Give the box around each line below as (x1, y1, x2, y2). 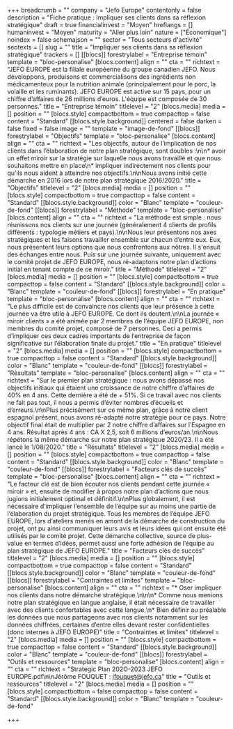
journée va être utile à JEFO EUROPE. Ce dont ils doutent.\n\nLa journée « (7, 309, 220, 318)
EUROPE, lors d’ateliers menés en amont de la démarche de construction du (7, 517, 225, 525)
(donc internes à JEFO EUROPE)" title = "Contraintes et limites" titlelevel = (7, 628, 220, 636)
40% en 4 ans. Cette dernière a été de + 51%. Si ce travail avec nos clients (7, 391, 221, 399)
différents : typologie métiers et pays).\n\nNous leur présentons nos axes (7, 228, 217, 236)
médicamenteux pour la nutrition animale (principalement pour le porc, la (7, 80, 216, 88)
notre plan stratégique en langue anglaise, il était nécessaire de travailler (7, 599, 216, 606)
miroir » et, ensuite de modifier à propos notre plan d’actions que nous (7, 487, 209, 496)
